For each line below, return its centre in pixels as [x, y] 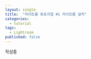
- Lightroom [22, 32]
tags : [10, 28]
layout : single [20, 10]
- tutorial [20, 23]
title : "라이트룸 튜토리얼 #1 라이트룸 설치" [46, 14]
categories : [17, 19]
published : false [23, 37]
